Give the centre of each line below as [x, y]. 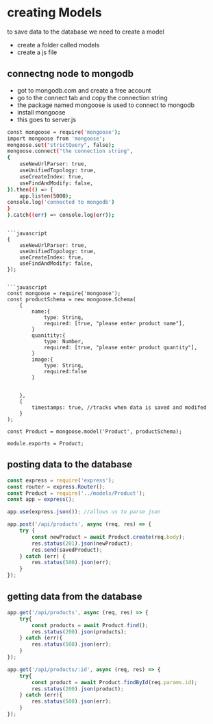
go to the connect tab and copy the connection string [92, 97]
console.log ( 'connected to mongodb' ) [61, 202]
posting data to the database [70, 465]
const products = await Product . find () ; [90, 625]
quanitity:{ [49, 336]
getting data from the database [75, 597]
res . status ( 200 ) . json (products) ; [79, 632]
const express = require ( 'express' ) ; [61, 480]
